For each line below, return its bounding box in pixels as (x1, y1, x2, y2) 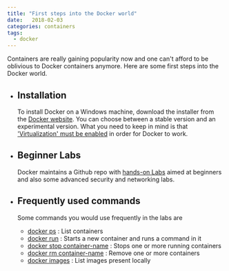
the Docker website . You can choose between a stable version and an (17, 114, 216, 123)
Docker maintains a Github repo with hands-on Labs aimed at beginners (17, 168, 222, 176)
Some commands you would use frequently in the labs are (17, 213, 183, 221)
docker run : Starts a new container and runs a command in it (27, 234, 202, 242)
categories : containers (7, 23, 76, 30)
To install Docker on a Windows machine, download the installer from (17, 108, 215, 116)
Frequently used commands (17, 195, 141, 207)
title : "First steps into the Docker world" (7, 10, 137, 17)
